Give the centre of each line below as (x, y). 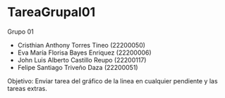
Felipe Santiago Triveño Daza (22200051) (78, 67)
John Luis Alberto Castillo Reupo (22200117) (82, 59)
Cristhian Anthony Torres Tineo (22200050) (81, 45)
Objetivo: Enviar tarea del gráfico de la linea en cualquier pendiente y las (112, 80)
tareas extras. (27, 88)
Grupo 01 (20, 31)
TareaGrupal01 (51, 12)
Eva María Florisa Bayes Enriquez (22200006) (84, 52)
